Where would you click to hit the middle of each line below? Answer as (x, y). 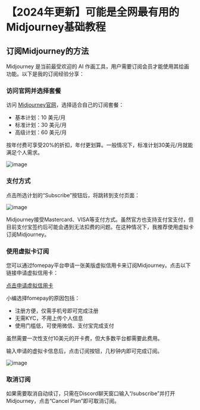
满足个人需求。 (24, 153)
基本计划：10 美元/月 (40, 117)
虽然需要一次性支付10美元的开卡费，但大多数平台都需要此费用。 (85, 338)
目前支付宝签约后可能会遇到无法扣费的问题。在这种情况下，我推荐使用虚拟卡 (100, 226)
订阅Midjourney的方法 (48, 51)
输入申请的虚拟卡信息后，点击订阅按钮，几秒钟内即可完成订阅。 (84, 351)
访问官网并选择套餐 (34, 91)
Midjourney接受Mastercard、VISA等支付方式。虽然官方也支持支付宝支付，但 (100, 219)
